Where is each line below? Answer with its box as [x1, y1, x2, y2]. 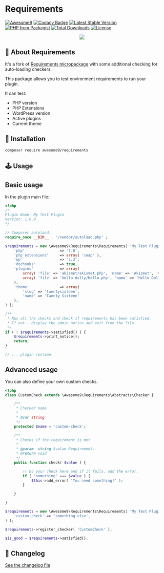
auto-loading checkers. [5, 66, 52, 72]
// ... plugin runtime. [5, 352, 54, 357]
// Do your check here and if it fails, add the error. [22, 469, 139, 474]
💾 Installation [5, 135, 46, 143]
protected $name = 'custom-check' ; [14, 424, 86, 429]
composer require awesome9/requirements [5, 148, 89, 152]
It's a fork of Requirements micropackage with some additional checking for [5, 61, 158, 67]
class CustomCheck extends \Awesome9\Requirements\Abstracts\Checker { [5, 392, 154, 398]
